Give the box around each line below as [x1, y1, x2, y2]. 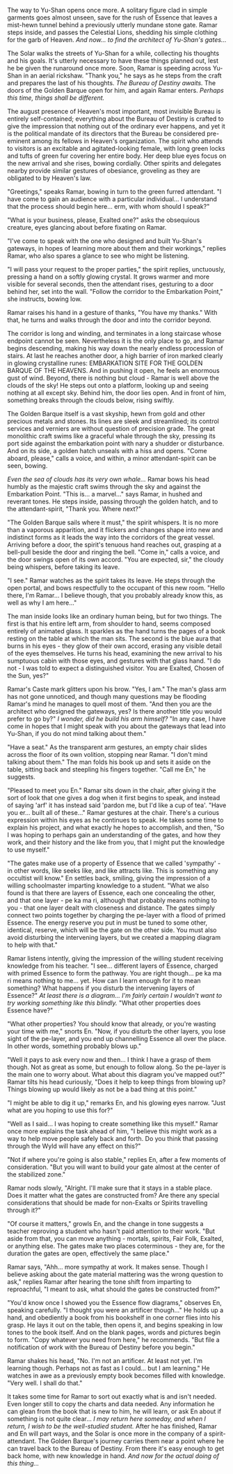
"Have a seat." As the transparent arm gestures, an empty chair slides [7, 743, 207, 751]
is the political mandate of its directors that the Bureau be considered [7, 129, 206, 138]
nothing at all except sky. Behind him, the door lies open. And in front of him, [7, 389, 227, 397]
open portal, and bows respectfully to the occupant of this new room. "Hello [7, 584, 225, 592]
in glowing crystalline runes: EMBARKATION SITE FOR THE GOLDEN [7, 359, 203, 367]
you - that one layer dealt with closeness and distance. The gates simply [7, 904, 216, 912]
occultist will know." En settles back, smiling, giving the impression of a [7, 874, 211, 882]
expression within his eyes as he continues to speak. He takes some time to [7, 816, 224, 824]
